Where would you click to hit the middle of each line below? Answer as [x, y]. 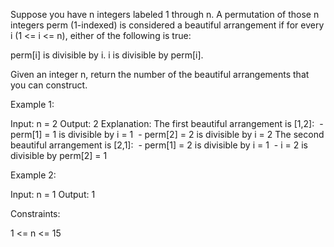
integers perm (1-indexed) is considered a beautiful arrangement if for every [167, 25]
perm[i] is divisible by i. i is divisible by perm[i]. [107, 55]
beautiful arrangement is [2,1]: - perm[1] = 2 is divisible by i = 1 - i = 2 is [159, 145]
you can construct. [49, 85]
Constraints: [35, 213]
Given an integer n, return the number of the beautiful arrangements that [160, 74]
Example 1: [32, 104]
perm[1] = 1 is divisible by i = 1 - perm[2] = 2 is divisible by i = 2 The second [167, 134]
